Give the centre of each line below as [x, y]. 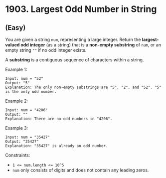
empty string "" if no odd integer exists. [46, 50]
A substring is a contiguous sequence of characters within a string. [75, 60]
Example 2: [17, 101]
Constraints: [18, 155]
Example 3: [17, 128]
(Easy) [15, 28]
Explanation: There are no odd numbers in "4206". [59, 119]
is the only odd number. [31, 92]
